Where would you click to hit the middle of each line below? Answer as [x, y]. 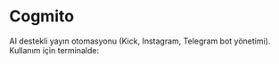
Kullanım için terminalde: [54, 50]
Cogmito [41, 16]
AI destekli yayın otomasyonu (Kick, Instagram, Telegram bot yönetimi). [140, 41]
